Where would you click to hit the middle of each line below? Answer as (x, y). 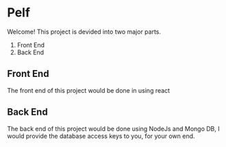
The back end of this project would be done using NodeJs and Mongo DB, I (114, 128)
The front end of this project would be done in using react (88, 90)
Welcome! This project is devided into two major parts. (84, 32)
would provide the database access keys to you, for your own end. (101, 136)
